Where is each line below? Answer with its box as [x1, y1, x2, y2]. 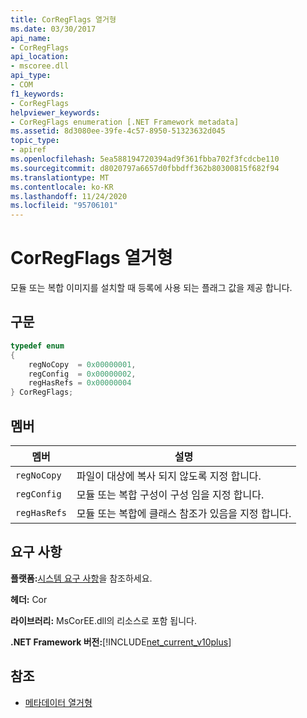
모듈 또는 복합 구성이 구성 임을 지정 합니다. [76, 487, 265, 501]
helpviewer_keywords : [10, 107, 101, 118]
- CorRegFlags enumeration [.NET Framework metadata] [10, 117, 240, 127]
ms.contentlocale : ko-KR [10, 182, 114, 192]
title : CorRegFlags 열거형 [10, 14, 117, 25]
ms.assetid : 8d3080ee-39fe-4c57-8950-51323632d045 [10, 126, 226, 136]
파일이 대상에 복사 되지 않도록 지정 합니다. [76, 469, 262, 483]
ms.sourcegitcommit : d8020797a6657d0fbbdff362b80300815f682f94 [10, 163, 280, 173]
